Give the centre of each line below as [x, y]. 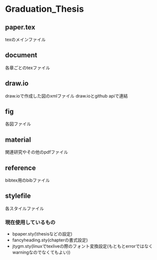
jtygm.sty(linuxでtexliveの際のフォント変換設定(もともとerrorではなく [83, 246]
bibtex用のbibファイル [28, 181]
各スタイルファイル [25, 208]
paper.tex [20, 27]
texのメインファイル [25, 39]
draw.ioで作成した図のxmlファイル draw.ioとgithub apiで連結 [66, 96]
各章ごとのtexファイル [28, 68]
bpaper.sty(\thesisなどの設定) [42, 234]
